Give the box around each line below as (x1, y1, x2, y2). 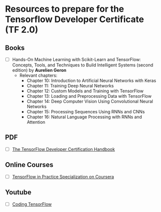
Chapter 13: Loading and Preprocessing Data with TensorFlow (26, 93, 152, 99)
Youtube (5, 188, 32, 196)
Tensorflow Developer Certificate (5, 14, 144, 25)
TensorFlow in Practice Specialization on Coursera (12, 173, 114, 179)
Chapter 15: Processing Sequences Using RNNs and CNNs (26, 109, 145, 115)
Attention (26, 119, 46, 125)
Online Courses (5, 161, 54, 169)
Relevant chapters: (19, 72, 58, 79)
